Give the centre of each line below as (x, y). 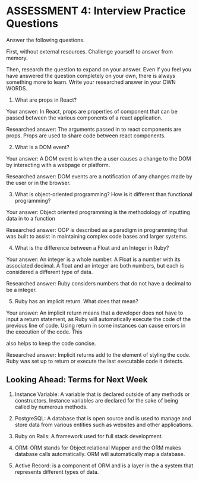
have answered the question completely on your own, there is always (91, 76)
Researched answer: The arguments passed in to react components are (94, 129)
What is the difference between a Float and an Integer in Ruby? (92, 247)
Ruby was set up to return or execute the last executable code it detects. (95, 361)
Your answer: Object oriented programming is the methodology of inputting (98, 212)
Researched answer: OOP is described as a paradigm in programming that (97, 230)
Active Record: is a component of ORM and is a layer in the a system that (104, 466)
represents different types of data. (57, 471)
